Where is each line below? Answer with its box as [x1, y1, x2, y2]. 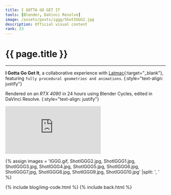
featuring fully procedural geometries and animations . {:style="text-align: [5, 75, 164, 81]
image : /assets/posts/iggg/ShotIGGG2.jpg [5, 17, 95, 22]
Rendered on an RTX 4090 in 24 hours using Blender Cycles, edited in [5, 91, 153, 97]
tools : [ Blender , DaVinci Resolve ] [5, 12, 81, 17]
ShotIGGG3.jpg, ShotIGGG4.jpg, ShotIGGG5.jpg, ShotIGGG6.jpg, [5, 163, 139, 170]
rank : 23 [5, 26, 24, 32]
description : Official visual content [5, 21, 88, 27]
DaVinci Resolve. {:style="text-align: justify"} [5, 96, 99, 102]
